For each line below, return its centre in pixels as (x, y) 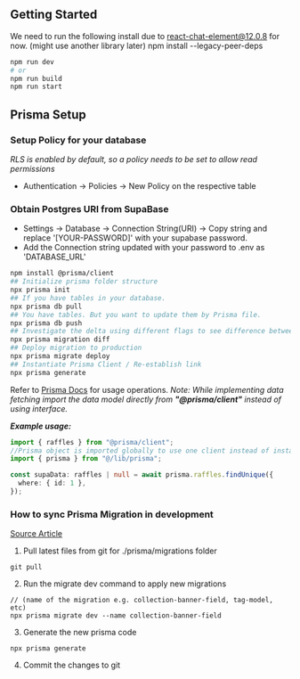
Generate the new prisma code (80, 633)
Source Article (36, 534)
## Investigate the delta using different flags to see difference (138, 331)
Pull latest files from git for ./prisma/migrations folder (120, 551)
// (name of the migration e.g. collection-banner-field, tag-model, (142, 601)
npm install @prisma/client (62, 274)
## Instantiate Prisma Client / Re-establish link (106, 364)
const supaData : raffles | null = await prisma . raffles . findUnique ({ (142, 475)
